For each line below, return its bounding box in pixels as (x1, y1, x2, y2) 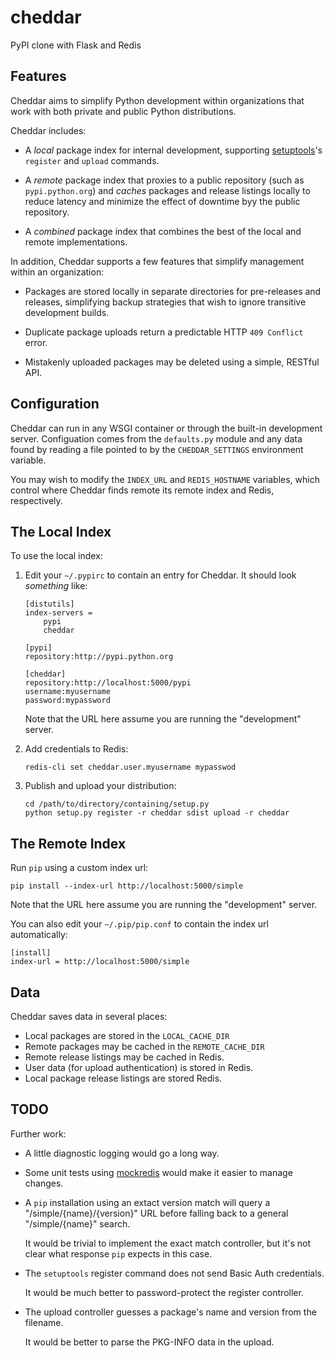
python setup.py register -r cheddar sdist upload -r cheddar (24, 808, 290, 818)
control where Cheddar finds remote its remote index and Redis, (10, 484, 275, 496)
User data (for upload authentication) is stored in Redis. (24, 1062, 254, 1073)
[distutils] (24, 599, 75, 610)
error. (24, 336, 48, 348)
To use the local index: (10, 550, 103, 562)
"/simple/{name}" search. (24, 1217, 131, 1230)
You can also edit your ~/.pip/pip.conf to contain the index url (10, 918, 269, 930)
